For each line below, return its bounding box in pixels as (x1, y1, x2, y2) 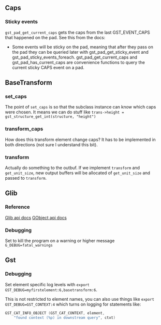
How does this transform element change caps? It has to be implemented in (5, 137, 156, 142)
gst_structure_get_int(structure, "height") (5, 114, 96, 119)
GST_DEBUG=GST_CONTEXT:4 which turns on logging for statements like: (5, 301, 141, 307)
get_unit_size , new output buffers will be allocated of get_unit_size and (5, 170, 150, 176)
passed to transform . (5, 175, 47, 181)
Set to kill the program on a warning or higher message (5, 237, 115, 244)
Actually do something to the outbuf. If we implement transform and (5, 165, 140, 170)
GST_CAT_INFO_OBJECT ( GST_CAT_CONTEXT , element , (5, 310, 105, 315)
